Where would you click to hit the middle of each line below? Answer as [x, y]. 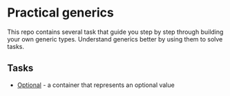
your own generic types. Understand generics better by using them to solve [115, 39]
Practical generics [60, 13]
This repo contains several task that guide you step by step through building [115, 32]
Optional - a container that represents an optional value [96, 85]
